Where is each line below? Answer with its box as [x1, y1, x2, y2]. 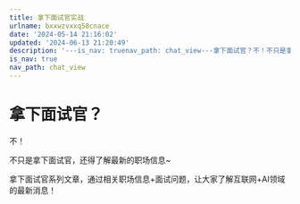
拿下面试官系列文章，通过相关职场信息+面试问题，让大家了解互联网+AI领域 [9, 174, 286, 184]
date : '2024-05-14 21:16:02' [9, 30, 118, 38]
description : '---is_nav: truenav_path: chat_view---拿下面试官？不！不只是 [9, 47, 287, 55]
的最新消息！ [9, 184, 56, 195]
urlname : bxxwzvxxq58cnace [9, 21, 110, 30]
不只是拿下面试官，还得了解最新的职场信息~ [9, 154, 171, 166]
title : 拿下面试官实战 [9, 13, 85, 22]
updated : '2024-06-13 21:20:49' [9, 38, 129, 47]
